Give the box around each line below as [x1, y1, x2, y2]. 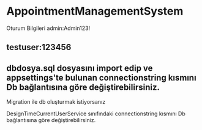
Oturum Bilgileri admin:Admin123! [6, 24, 91, 32]
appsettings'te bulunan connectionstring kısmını [6, 72, 197, 83]
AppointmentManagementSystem [6, 4, 184, 18]
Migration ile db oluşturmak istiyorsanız [6, 98, 106, 106]
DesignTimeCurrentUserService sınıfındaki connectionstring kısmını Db [6, 110, 185, 117]
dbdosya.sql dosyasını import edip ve [6, 63, 153, 73]
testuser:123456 [6, 42, 72, 52]
